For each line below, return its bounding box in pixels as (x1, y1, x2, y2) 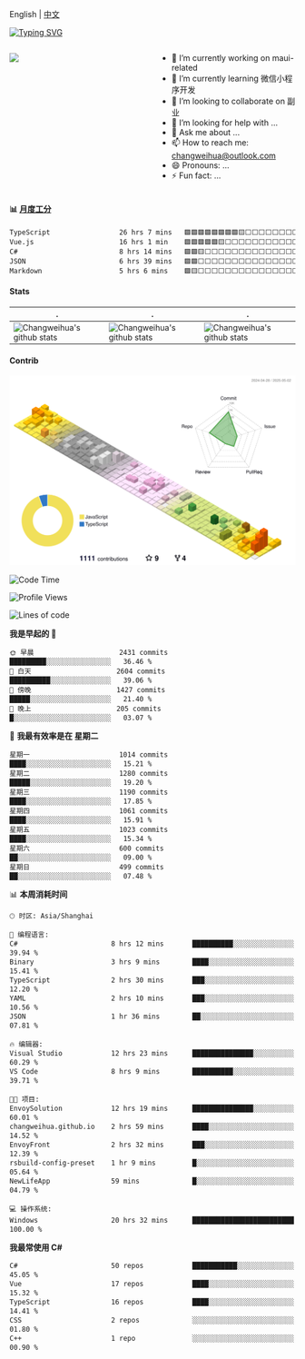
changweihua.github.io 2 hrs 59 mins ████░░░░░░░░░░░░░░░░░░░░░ (9, 1122, 295, 1132)
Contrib (9, 354, 39, 366)
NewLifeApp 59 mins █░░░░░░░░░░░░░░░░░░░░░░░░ (9, 1176, 295, 1186)
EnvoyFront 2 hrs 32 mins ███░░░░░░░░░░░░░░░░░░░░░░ (9, 1140, 295, 1150)
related (171, 63, 198, 73)
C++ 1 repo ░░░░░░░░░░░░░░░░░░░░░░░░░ (9, 1334, 295, 1344)
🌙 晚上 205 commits (9, 704, 162, 714)
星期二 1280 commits (9, 769, 169, 779)
